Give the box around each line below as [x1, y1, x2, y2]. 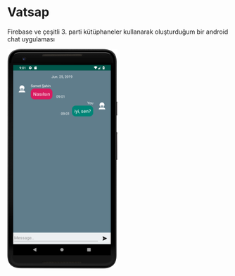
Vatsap [7, 4, 50, 20]
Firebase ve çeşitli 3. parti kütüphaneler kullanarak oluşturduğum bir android [7, 27, 229, 36]
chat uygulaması [7, 34, 55, 43]
